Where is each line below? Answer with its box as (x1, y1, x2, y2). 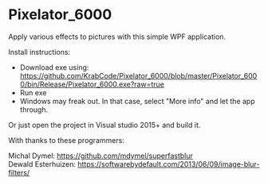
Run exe (19, 87, 47, 97)
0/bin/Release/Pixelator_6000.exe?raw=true (19, 79, 165, 89)
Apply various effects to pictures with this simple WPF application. (8, 32, 226, 41)
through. (19, 105, 49, 114)
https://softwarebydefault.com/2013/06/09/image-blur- (77, 159, 260, 168)
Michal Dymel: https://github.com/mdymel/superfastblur (8, 151, 194, 160)
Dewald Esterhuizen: (8, 159, 77, 168)
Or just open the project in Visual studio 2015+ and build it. (8, 120, 201, 129)
